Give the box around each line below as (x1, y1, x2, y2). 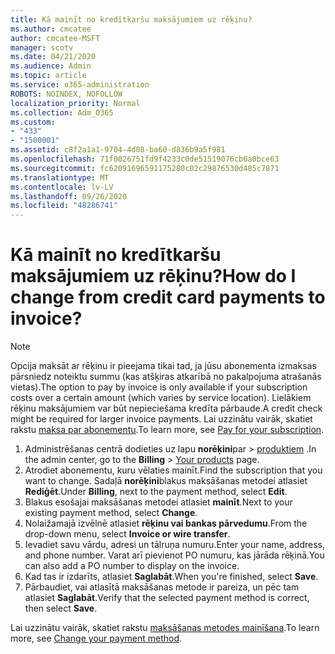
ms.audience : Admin (10, 61, 92, 71)
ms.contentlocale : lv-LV (10, 182, 114, 192)
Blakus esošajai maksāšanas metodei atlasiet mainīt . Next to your (24, 496, 293, 508)
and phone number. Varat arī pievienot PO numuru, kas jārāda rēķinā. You (24, 549, 325, 561)
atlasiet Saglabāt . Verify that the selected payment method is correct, (24, 592, 310, 604)
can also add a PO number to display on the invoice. (24, 560, 240, 572)
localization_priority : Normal (10, 98, 141, 108)
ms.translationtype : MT (10, 172, 110, 183)
